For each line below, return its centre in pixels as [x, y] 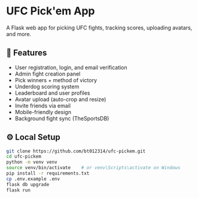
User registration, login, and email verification [71, 67]
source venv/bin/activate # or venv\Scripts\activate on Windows [93, 168]
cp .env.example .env [33, 179]
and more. [19, 34]
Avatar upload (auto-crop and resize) [60, 99]
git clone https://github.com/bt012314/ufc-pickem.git [76, 151]
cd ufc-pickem [24, 157]
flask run [19, 190]
